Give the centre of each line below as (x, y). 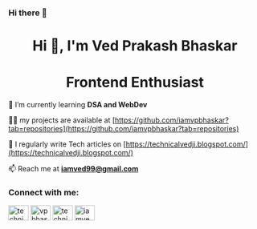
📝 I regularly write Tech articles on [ (67, 144)
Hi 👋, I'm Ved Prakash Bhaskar (135, 46)
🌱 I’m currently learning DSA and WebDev (78, 105)
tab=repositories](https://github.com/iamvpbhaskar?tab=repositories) (124, 129)
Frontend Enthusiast (135, 82)
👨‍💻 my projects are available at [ (62, 120)
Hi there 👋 (28, 13)
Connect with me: (44, 192)
